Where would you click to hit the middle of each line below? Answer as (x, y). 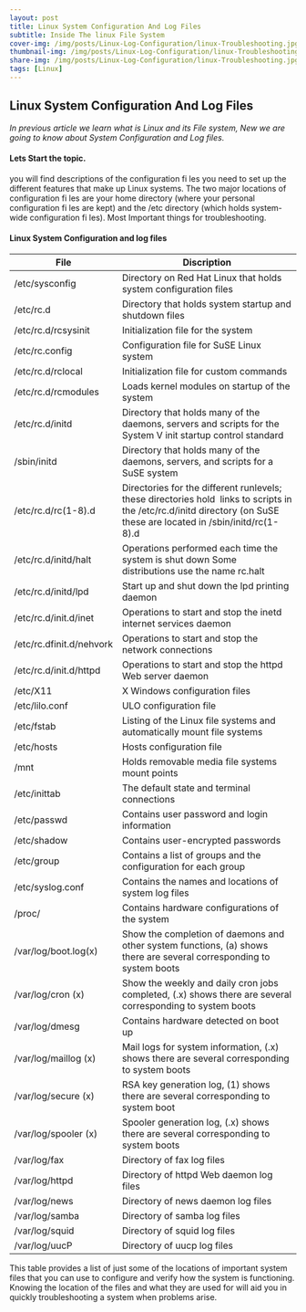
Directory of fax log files (173, 1160)
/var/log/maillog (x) (55, 1058)
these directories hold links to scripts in (207, 499)
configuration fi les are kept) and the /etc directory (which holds (129, 207)
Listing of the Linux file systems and (199, 720)
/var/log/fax (39, 1160)
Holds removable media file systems (199, 761)
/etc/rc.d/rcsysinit (52, 331)
